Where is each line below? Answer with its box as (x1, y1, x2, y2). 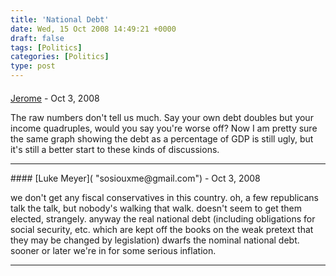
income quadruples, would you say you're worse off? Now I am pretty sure (10, 122, 318, 134)
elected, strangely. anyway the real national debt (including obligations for (10, 212, 316, 225)
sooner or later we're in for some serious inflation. (10, 244, 217, 256)
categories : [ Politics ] (10, 52, 110, 62)
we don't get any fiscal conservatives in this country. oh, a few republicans (10, 191, 319, 203)
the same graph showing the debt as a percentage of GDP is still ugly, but (10, 132, 314, 145)
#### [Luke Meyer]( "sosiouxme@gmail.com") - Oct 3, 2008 (10, 172, 261, 184)
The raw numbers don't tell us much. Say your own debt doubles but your (10, 111, 314, 123)
